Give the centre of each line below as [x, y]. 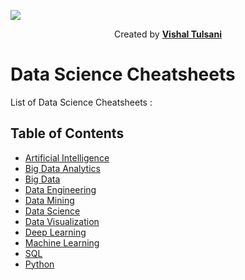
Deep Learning [55, 232]
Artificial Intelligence [67, 157]
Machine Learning [62, 242]
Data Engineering [60, 189]
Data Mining [49, 200]
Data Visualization [62, 221]
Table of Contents [67, 133]
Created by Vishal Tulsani [168, 34]
